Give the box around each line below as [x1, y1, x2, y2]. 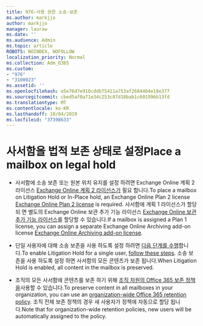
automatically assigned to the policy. [15, 313, 107, 320]
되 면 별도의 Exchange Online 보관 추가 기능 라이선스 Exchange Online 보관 [15, 208, 197, 216]
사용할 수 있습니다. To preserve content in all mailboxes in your [20, 284, 173, 291]
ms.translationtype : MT [6, 99, 67, 105]
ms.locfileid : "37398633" [6, 116, 72, 122]
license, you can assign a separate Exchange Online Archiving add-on [15, 223, 191, 230]
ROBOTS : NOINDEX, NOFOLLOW [6, 49, 75, 55]
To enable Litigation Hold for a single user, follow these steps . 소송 [21, 249, 187, 257]
